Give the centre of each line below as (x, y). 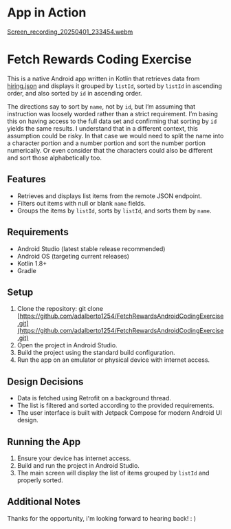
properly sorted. (40, 480)
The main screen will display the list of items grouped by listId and (113, 473)
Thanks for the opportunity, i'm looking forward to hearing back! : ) (102, 518)
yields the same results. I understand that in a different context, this (102, 128)
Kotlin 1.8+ (32, 263)
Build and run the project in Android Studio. (78, 465)
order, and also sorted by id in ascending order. (75, 93)
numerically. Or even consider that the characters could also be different (110, 150)
